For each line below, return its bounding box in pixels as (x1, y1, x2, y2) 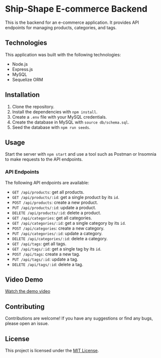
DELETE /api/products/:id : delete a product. (12, 210, 101, 215)
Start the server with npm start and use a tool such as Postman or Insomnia (5, 151, 157, 157)
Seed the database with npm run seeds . (12, 124, 91, 130)
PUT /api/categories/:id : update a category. (12, 230, 103, 236)
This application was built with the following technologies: (5, 52, 121, 57)
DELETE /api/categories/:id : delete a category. (12, 235, 108, 241)
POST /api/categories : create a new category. (12, 225, 105, 231)
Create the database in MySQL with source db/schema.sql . (12, 119, 130, 125)
